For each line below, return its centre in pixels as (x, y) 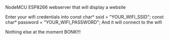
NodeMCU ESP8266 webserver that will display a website (66, 7)
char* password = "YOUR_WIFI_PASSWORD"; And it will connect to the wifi (84, 22)
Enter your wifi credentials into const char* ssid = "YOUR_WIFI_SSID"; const (85, 17)
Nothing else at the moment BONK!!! (43, 32)
